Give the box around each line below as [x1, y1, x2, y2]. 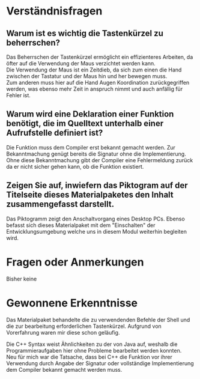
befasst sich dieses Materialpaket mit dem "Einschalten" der [6, 221, 156, 229]
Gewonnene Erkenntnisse [6, 296, 138, 310]
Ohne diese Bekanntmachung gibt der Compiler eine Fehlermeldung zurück [6, 156, 193, 163]
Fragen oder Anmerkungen [6, 255, 144, 268]
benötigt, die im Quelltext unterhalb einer [6, 118, 164, 129]
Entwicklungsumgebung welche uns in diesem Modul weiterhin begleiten [6, 228, 187, 235]
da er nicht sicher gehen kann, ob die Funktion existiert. [6, 163, 144, 170]
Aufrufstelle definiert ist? [6, 128, 103, 138]
